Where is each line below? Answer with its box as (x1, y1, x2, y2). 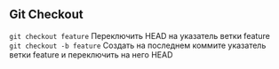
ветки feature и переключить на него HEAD (9, 49, 173, 60)
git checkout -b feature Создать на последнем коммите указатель (9, 40, 267, 50)
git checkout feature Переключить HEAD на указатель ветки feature (9, 30, 271, 41)
